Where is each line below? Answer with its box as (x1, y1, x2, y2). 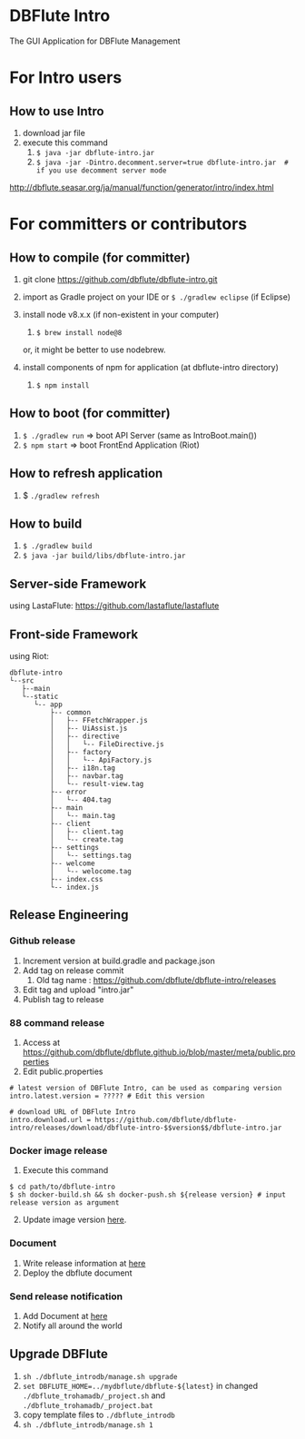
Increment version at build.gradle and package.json (22, 955, 216, 966)
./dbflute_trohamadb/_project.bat (22, 1401, 153, 1410)
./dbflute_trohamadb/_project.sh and (22, 1390, 166, 1401)
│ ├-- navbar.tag (49, 772, 124, 781)
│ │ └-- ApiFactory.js (49, 755, 152, 764)
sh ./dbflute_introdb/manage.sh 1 (22, 1420, 153, 1430)
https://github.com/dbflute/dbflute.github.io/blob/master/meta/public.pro (22, 1046, 296, 1058)
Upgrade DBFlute (9, 1346, 109, 1362)
